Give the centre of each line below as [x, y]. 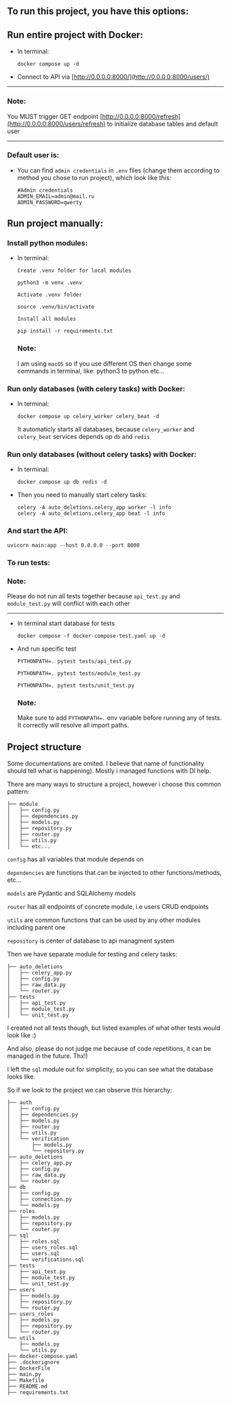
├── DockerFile [29, 1368]
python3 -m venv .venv [49, 283]
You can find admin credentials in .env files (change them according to [118, 170]
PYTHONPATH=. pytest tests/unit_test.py [76, 685]
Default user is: [33, 155]
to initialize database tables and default [163, 124]
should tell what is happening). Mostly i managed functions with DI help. [109, 771]
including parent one [36, 927]
